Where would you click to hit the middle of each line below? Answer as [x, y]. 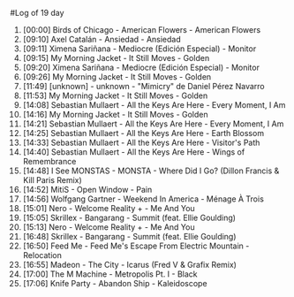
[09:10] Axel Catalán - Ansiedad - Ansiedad [102, 39]
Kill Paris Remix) [52, 180]
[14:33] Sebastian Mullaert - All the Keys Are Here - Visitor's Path [141, 142]
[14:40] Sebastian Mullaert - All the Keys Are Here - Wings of [134, 152]
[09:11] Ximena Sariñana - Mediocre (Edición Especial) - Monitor [139, 49]
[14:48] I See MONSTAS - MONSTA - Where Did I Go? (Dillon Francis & [151, 171]
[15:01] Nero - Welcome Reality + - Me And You [109, 208]
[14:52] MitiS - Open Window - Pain [87, 190]
